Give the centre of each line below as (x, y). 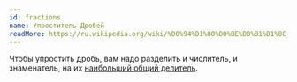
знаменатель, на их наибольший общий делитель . (104, 68)
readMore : (27, 34)
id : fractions (35, 17)
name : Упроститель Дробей (57, 26)
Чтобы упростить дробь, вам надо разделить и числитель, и (124, 59)
